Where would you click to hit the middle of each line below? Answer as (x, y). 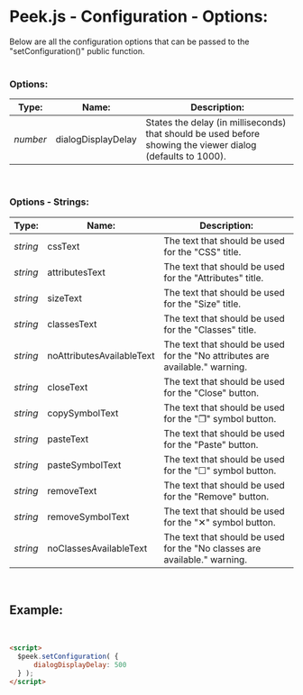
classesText (72, 324)
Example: (36, 610)
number (30, 140)
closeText (68, 387)
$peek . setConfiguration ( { (68, 657)
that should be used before (202, 134)
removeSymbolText (88, 517)
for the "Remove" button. (216, 496)
